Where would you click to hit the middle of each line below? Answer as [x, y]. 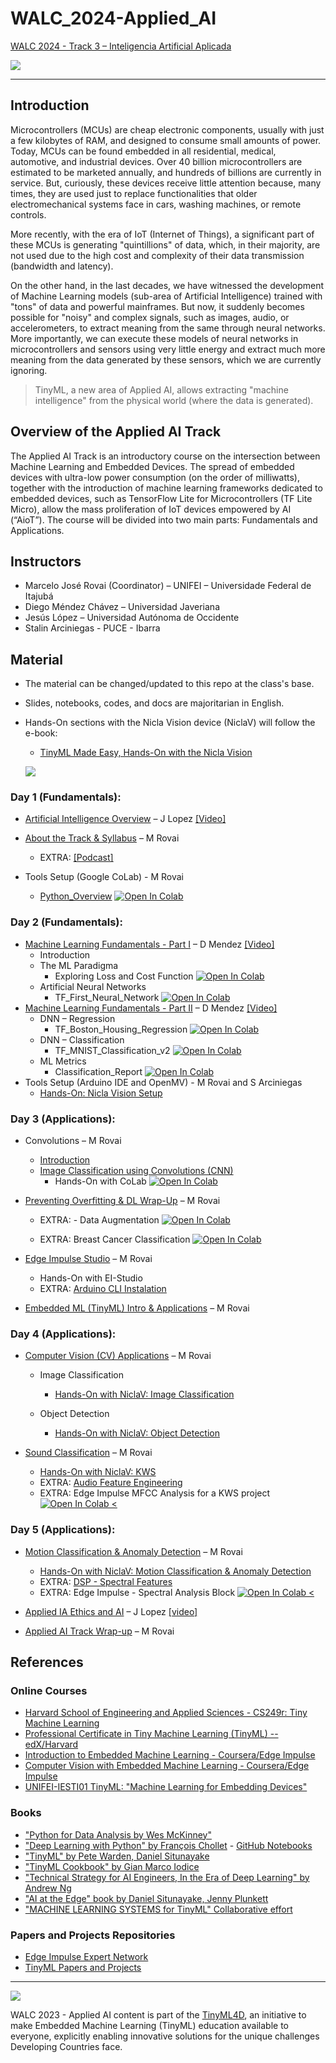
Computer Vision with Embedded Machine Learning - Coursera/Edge [167, 1766]
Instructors [46, 561]
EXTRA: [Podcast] [76, 858]
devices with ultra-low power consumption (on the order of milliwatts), [155, 477]
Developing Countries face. [66, 2046]
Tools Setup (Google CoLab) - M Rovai [104, 877]
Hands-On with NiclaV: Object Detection [137, 1433]
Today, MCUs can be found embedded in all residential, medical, [143, 151]
